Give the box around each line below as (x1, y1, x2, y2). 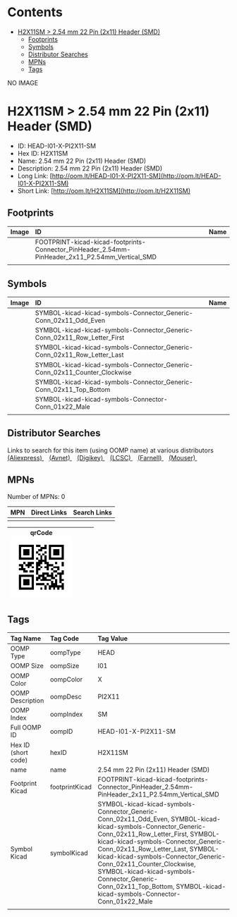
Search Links (73, 508, 113, 517)
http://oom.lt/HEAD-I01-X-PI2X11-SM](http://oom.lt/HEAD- (51, 171, 221, 180)
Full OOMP (10, 723, 42, 732)
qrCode (30, 529, 53, 537)
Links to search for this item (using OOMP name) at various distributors (7, 445, 214, 455)
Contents (7, 4, 63, 20)
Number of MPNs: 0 (7, 493, 66, 501)
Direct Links (30, 508, 67, 517)
